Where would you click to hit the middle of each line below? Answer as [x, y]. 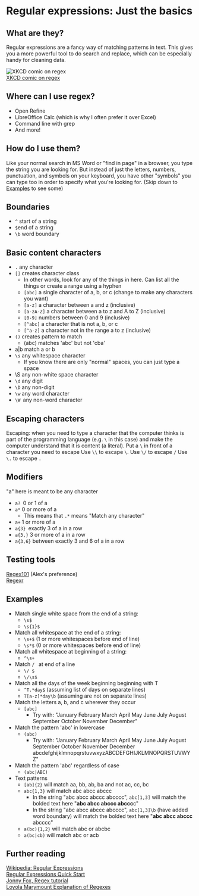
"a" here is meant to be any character [52, 491]
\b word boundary [37, 234]
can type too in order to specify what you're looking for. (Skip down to [92, 182]
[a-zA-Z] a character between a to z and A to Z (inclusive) [94, 312]
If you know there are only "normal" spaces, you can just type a [102, 362]
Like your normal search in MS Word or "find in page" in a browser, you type [99, 163]
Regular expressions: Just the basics [99, 11]
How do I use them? [43, 149]
